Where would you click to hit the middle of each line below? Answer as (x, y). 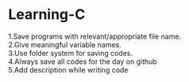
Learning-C (47, 15)
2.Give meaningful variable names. (65, 44)
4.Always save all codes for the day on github (83, 61)
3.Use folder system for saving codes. (71, 53)
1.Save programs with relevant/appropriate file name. (94, 36)
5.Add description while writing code (68, 69)
